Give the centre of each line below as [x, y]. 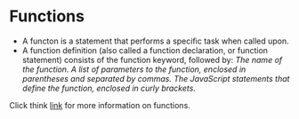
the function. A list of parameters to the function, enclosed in [134, 69]
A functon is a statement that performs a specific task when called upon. [155, 41]
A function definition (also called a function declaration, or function [145, 50]
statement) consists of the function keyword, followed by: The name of [152, 59]
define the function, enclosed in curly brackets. [109, 88]
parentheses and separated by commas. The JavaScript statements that [156, 78]
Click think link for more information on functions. [100, 105]
